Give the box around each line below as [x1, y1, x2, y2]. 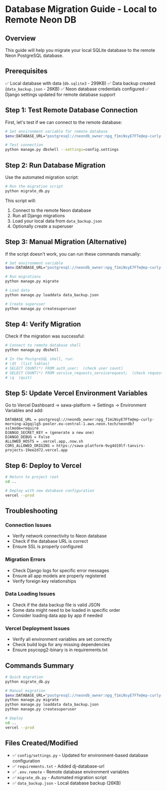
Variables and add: [5, 407, 44, 413]
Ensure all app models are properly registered [12, 573, 106, 579]
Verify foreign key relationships [12, 578, 77, 584]
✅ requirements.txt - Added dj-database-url [12, 763, 104, 769]
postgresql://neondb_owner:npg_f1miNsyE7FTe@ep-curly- [38, 417, 155, 422]
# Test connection [5, 142, 43, 148]
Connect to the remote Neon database [12, 207, 91, 213]
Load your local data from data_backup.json [12, 218, 102, 224]
